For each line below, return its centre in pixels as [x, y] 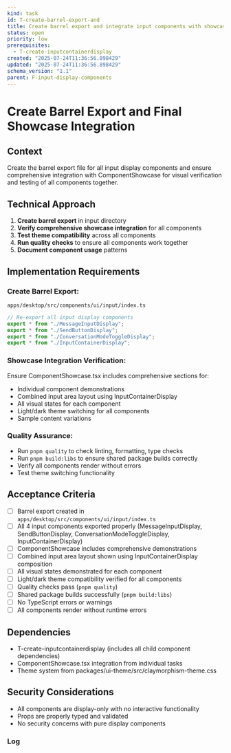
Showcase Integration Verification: [67, 360]
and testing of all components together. [63, 182]
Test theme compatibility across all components [86, 235]
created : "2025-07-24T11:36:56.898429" [64, 58]
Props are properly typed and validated [73, 716]
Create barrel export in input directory [72, 221]
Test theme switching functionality [66, 472]
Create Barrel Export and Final [95, 111]
